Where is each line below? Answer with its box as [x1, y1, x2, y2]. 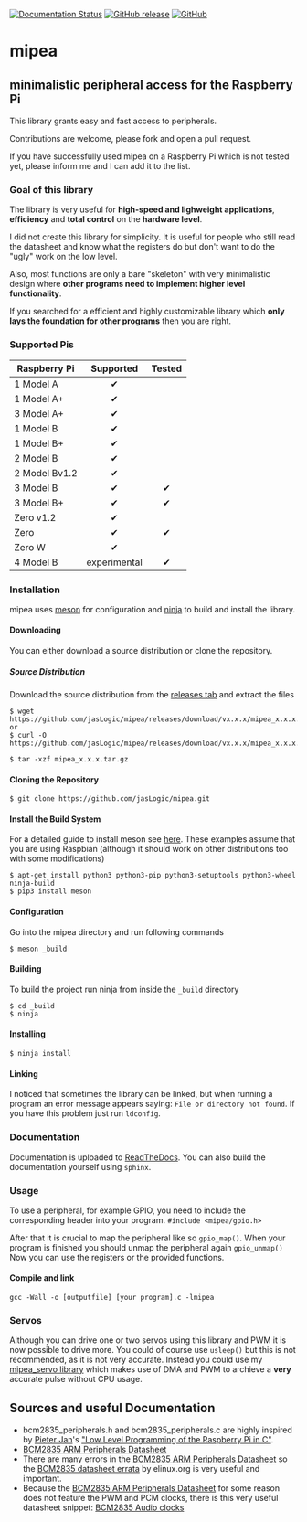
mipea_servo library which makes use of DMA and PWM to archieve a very [9, 1364, 292, 1375]
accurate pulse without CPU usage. [9, 1374, 143, 1385]
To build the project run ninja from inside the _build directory [9, 984, 239, 995]
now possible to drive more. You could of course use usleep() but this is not [9, 1345, 297, 1356]
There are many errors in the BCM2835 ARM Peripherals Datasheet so [22, 1453, 288, 1464]
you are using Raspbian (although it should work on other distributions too [9, 844, 289, 855]
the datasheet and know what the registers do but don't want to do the [9, 241, 276, 252]
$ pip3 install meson [9, 887, 92, 896]
